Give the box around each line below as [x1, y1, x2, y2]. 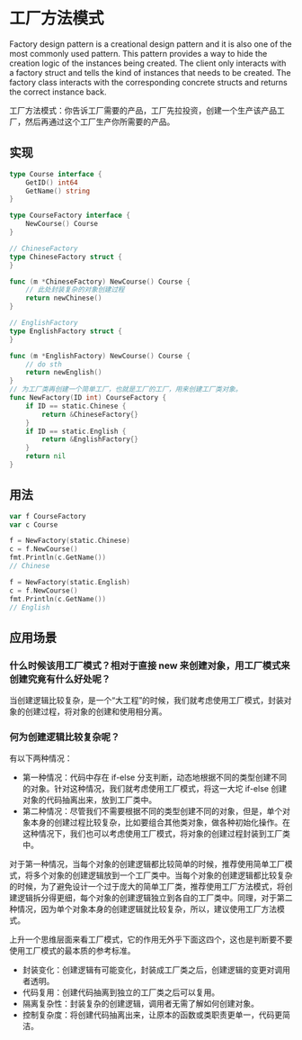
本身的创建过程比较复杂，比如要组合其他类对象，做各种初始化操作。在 [30, 817, 290, 828]
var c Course [9, 520, 58, 529]
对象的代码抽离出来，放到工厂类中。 [22, 794, 157, 806]
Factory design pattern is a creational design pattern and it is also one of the [9, 38, 292, 50]
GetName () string [25, 186, 91, 195]
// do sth [25, 359, 63, 369]
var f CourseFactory [9, 511, 87, 520]
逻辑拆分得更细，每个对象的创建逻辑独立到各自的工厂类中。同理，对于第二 [16, 892, 293, 903]
